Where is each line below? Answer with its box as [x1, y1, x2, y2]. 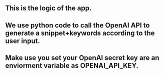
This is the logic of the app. [5, 4, 92, 12]
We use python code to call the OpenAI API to [5, 21, 150, 29]
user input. [5, 36, 40, 45]
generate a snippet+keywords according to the [5, 28, 155, 37]
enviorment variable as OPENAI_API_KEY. [5, 61, 139, 70]
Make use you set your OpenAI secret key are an [5, 53, 159, 62]
